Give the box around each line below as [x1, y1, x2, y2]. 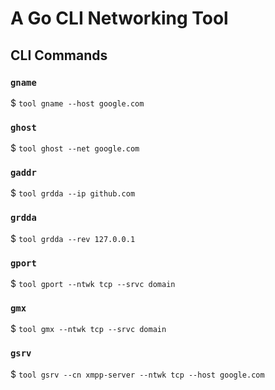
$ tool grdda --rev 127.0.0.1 [10, 232, 136, 244]
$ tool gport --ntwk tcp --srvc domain [10, 278, 176, 290]
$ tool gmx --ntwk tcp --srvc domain [10, 323, 167, 335]
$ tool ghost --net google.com [10, 142, 140, 154]
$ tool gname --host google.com [10, 97, 145, 109]
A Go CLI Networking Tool [10, 7, 229, 30]
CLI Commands [10, 47, 108, 64]
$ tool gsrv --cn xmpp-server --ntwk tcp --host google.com [10, 368, 265, 380]
